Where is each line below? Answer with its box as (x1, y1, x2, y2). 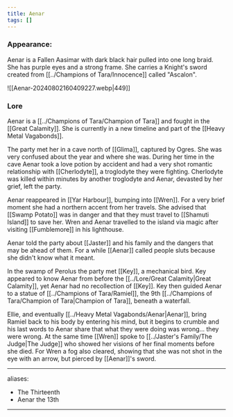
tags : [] (7, 17, 33, 24)
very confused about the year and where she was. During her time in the (7, 152, 215, 161)
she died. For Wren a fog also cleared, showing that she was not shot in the (7, 347, 223, 356)
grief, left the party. (7, 182, 62, 191)
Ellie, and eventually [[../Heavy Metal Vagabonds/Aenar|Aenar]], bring (7, 310, 207, 319)
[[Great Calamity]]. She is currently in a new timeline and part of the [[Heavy (7, 125, 225, 133)
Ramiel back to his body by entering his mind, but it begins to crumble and (7, 317, 220, 326)
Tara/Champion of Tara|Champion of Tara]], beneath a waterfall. (7, 297, 191, 305)
